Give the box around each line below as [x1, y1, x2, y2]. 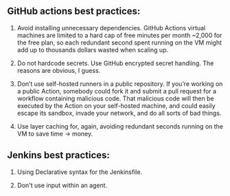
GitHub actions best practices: [7, 6, 141, 17]
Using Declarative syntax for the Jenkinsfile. [16, 168, 143, 176]
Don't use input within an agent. [16, 181, 108, 189]
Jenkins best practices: [7, 149, 110, 161]
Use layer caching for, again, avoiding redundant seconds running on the [16, 122, 224, 130]
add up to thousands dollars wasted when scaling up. [16, 45, 169, 54]
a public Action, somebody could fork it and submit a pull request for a [16, 87, 217, 95]
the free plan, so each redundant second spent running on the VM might [16, 38, 222, 47]
